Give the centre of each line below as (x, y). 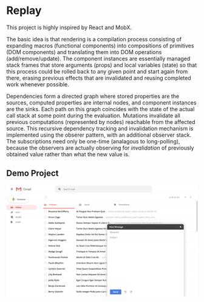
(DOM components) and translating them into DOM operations (84, 52)
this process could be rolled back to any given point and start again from (97, 71)
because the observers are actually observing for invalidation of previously (100, 148)
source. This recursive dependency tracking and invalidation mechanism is (100, 128)
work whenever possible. (38, 84)
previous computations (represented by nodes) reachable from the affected (101, 122)
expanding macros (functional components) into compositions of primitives (100, 46)
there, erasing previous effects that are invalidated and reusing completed (99, 78)
